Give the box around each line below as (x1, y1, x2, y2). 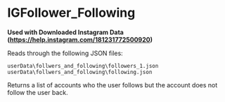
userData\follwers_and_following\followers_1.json (7, 62, 159, 69)
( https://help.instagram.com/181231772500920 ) (7, 35, 153, 43)
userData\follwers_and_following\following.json (7, 68, 153, 75)
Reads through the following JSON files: (7, 49, 123, 57)
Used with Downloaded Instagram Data (7, 28, 124, 36)
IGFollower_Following (7, 5, 136, 21)
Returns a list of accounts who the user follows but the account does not (7, 80, 218, 89)
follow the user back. (7, 88, 68, 96)
